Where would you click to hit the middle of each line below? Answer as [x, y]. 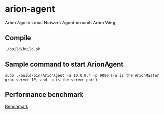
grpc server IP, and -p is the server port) [51, 80]
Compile [18, 38]
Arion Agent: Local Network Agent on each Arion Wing [60, 23]
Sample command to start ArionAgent [64, 64]
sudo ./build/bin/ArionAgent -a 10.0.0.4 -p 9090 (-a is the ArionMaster [82, 75]
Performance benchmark [44, 95]
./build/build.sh [23, 49]
